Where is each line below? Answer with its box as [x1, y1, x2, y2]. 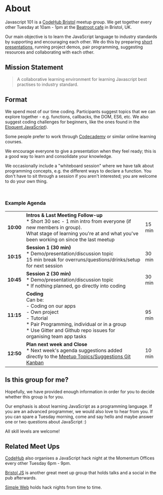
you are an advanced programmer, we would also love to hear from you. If [5, 408, 153, 414]
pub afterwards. [5, 475, 37, 481]
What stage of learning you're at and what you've [26, 230, 139, 237]
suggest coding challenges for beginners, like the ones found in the [5, 119, 140, 125]
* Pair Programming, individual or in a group [26, 321, 127, 327]
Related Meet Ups [5, 442, 60, 451]
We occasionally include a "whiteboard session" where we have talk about [5, 163, 154, 169]
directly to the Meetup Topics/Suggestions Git [26, 353, 131, 360]
